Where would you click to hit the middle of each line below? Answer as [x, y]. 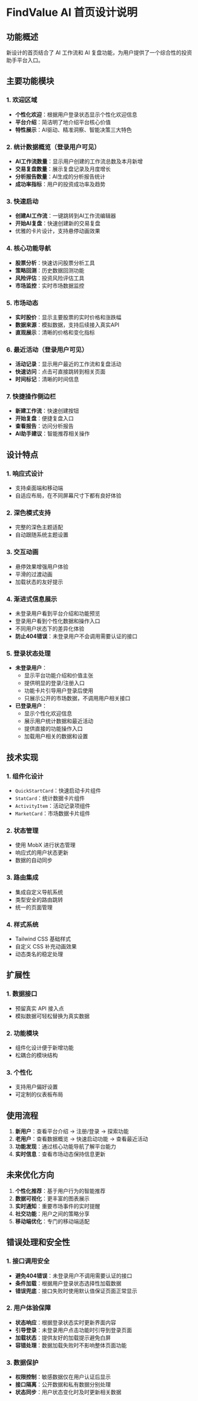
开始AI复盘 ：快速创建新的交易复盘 [58, 223]
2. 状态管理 [22, 830]
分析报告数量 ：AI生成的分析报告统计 [60, 176]
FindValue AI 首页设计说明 [72, 12]
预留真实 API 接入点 [40, 1008]
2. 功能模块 [22, 1033]
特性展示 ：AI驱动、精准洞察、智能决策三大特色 [73, 130]
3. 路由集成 [22, 878]
